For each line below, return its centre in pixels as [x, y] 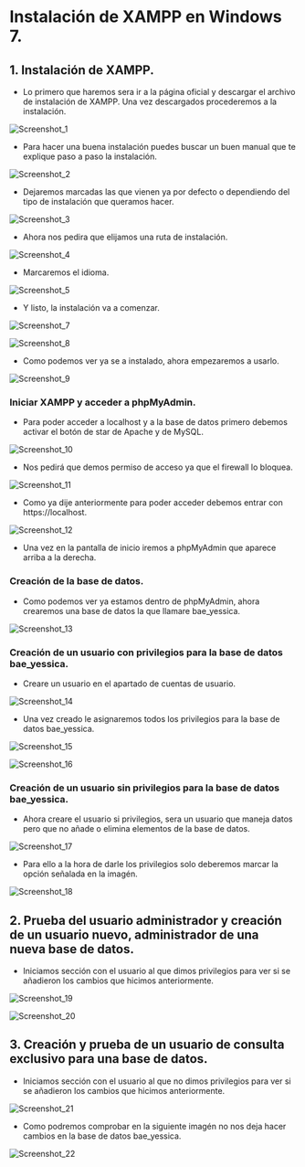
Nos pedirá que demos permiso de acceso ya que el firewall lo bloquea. [158, 467]
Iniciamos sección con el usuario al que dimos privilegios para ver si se [156, 971]
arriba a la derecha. [59, 557]
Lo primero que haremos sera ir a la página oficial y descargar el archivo [159, 92]
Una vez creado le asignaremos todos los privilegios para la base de [151, 718]
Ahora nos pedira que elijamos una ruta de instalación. [125, 237]
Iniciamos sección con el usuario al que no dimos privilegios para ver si [157, 1081]
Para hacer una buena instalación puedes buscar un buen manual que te [159, 147]
